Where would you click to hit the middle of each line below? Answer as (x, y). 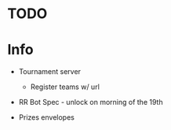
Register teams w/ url (65, 87)
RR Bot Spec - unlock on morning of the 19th (91, 102)
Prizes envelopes (47, 117)
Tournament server (50, 72)
